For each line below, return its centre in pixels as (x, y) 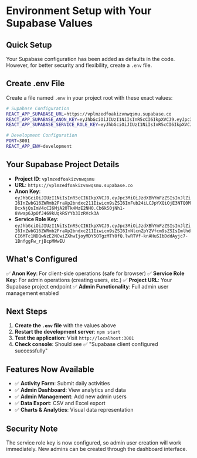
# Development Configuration (42, 135)
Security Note (32, 428)
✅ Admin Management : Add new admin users (71, 396)
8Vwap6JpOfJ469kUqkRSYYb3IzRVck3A (57, 213)
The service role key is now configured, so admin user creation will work (94, 443)
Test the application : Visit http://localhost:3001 (74, 338)
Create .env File (35, 84)
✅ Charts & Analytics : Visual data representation (74, 410)
